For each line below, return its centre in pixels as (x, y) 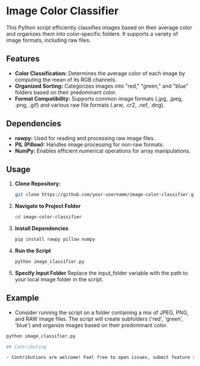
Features (23, 59)
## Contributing (26, 347)
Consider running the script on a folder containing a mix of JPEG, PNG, (102, 312)
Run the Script (33, 251)
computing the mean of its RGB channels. (66, 79)
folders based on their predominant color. (66, 92)
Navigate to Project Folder (48, 206)
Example (23, 298)
